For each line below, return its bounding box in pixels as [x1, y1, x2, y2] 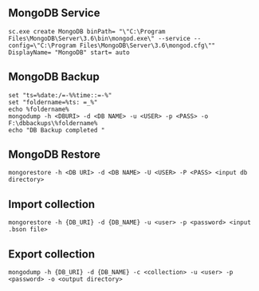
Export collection [8, 247, 96, 261]
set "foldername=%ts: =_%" [8, 98, 98, 106]
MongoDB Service [8, 6, 100, 20]
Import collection [8, 197, 96, 210]
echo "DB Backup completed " [8, 126, 105, 134]
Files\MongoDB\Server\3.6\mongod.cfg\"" [79, 41, 216, 49]
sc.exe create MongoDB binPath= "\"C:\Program [8, 27, 166, 35]
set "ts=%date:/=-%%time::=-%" [8, 91, 112, 99]
